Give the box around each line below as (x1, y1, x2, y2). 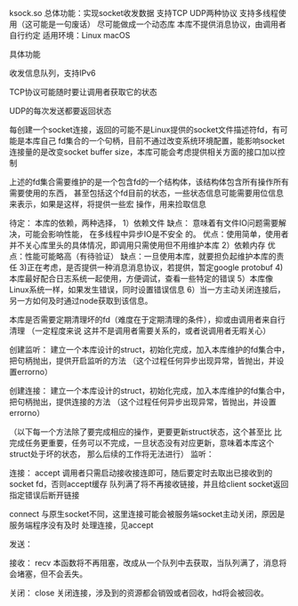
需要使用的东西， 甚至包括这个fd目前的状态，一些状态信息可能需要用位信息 (9, 187, 285, 198)
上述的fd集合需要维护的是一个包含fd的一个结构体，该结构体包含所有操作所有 (9, 177, 289, 187)
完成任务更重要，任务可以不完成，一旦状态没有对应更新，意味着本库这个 (9, 438, 274, 448)
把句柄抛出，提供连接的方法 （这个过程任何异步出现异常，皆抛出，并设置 (9, 396, 277, 407)
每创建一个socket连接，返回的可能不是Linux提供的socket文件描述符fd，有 (9, 124, 280, 135)
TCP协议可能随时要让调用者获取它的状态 (9, 87, 157, 97)
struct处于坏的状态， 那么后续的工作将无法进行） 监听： (9, 449, 214, 459)
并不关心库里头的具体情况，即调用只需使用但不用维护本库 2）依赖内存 (9, 240, 266, 251)
